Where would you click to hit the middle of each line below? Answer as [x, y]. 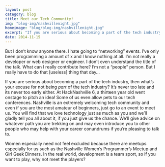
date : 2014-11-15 [23, 37]
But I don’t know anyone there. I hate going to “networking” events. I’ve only [82, 51]
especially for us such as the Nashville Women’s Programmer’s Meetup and [81, 149]
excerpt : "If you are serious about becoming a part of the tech [73, 33]
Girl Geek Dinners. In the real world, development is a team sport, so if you [81, 154]
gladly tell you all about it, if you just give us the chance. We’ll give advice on [82, 118]
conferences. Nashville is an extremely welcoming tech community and [77, 102]
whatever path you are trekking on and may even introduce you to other [78, 123]
